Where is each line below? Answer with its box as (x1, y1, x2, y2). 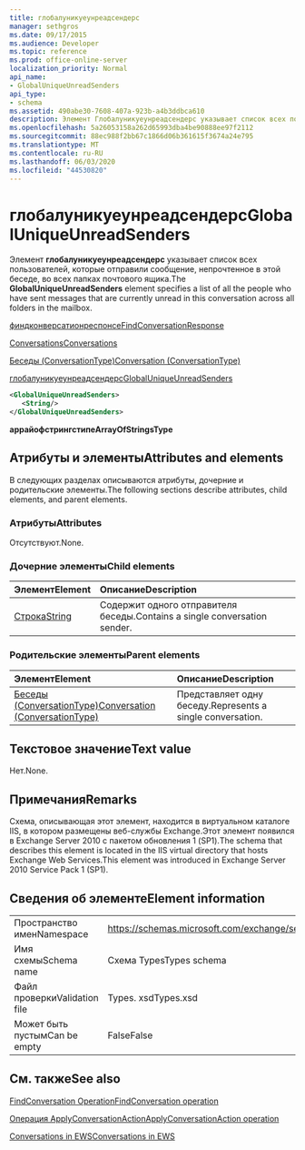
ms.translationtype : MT (9, 140, 100, 149)
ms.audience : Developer (9, 38, 100, 48)
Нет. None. (9, 765, 48, 776)
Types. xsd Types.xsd (107, 992, 198, 1004)
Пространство (14, 916, 78, 929)
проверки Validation (14, 992, 99, 1004)
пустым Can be (14, 1029, 79, 1042)
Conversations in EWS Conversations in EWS (9, 1130, 175, 1142)
